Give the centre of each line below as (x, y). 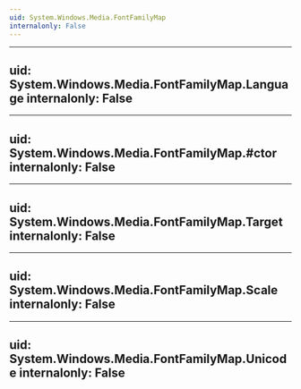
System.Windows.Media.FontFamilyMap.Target (146, 221)
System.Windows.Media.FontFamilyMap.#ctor (143, 153)
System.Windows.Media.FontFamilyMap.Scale (144, 290)
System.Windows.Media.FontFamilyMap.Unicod (148, 359)
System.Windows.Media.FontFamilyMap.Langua (149, 85)
